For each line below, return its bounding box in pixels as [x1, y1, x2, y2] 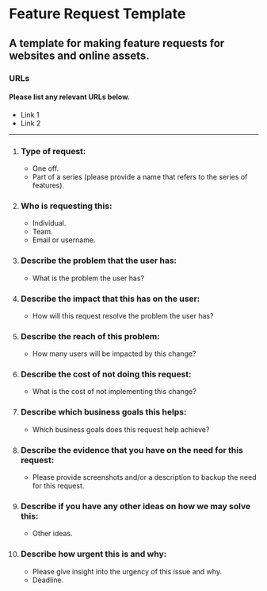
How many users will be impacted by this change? [32, 349, 196, 358]
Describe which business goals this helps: [20, 407, 187, 418]
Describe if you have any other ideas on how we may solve [20, 501, 251, 512]
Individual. [32, 218, 67, 228]
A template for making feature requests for [9, 37, 225, 50]
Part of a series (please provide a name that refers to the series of [32, 172, 248, 181]
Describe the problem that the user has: [20, 255, 177, 266]
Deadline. [32, 575, 64, 585]
